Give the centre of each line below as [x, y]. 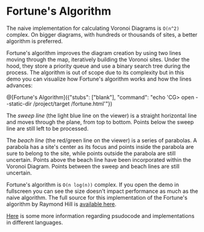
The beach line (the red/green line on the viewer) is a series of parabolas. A [102, 140]
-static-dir [19, 103]
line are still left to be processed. [47, 128]
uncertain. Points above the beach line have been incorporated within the [99, 159]
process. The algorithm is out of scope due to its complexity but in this [95, 72]
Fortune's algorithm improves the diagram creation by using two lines [94, 53]
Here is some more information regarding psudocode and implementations [100, 216]
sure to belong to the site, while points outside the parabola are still [91, 153]
